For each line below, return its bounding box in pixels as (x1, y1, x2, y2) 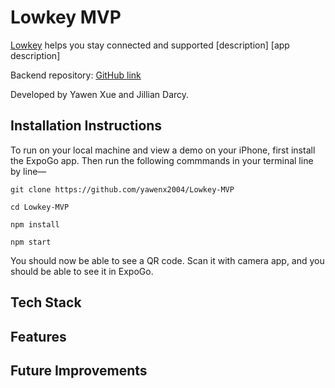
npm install (10, 219, 60, 230)
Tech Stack (10, 294, 82, 311)
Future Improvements (10, 362, 148, 379)
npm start (10, 237, 52, 247)
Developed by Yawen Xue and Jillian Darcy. (10, 88, 190, 100)
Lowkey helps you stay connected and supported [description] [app (10, 39, 290, 51)
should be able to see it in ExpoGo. (10, 265, 154, 277)
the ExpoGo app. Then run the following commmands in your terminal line (10, 154, 314, 166)
